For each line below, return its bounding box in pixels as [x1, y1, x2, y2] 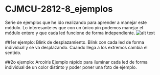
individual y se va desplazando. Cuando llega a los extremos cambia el [5, 44, 148, 50]
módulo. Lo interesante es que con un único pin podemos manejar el [5, 24, 143, 30]
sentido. [5, 50, 22, 56]
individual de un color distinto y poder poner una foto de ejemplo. [5, 64, 137, 70]
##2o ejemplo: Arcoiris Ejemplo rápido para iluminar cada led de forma [5, 59, 148, 65]
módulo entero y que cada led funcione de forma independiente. [5, 30, 136, 36]
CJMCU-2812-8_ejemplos [5, 3, 113, 15]
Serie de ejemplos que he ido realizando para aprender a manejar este [5, 19, 147, 25]
